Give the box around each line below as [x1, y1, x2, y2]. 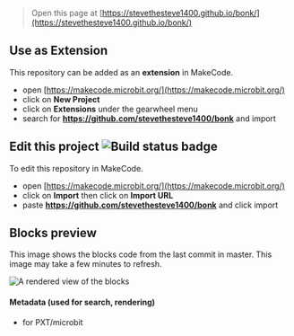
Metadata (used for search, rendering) [9, 296, 155, 308]
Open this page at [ [30, 8, 103, 18]
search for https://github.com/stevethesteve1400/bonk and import [22, 112, 276, 124]
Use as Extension [9, 43, 108, 58]
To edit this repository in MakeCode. [9, 163, 143, 173]
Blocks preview [9, 225, 97, 241]
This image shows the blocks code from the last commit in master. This [9, 249, 272, 260]
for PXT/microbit [22, 316, 83, 327]
